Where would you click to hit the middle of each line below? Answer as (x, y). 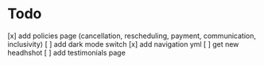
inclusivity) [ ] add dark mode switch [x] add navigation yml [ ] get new (123, 44)
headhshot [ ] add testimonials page (67, 52)
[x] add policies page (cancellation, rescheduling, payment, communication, (132, 36)
